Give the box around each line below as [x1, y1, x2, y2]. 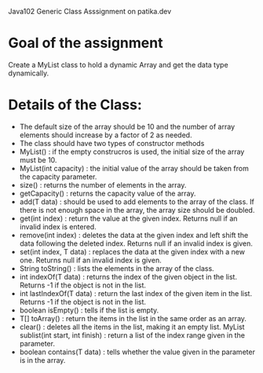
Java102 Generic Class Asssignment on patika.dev [8, 7, 172, 16]
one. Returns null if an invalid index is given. [19, 255, 163, 265]
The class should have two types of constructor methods [19, 138, 205, 148]
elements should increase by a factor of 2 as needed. [19, 130, 192, 140]
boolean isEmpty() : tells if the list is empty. [19, 305, 159, 315]
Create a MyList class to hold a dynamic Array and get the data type [8, 60, 229, 69]
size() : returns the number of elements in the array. [19, 180, 187, 189]
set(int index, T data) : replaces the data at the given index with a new [19, 247, 246, 256]
